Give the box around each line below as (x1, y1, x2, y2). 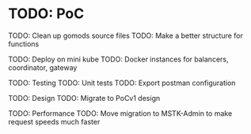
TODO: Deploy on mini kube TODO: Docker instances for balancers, (8, 54, 229, 64)
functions (8, 39, 40, 48)
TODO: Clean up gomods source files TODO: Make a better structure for (8, 31, 244, 40)
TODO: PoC (8, 5, 85, 23)
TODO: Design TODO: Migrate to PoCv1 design (8, 93, 161, 102)
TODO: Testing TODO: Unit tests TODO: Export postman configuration (8, 78, 236, 87)
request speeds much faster (8, 117, 101, 126)
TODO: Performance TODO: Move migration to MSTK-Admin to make (8, 108, 233, 118)
